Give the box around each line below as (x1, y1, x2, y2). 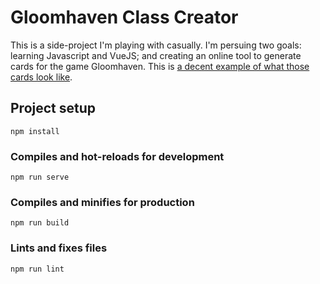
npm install (10, 126, 60, 136)
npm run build (10, 218, 70, 228)
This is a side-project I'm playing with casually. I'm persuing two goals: (10, 39, 302, 51)
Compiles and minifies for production (10, 195, 195, 209)
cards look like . (10, 71, 73, 83)
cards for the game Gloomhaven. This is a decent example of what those (10, 60, 310, 72)
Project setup (10, 100, 97, 117)
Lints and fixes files (10, 241, 108, 255)
